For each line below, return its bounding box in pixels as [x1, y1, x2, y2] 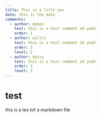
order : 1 [14, 31, 33, 36]
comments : [5, 17, 26, 22]
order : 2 [14, 45, 33, 50]
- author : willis [10, 36, 46, 41]
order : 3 [14, 64, 33, 69]
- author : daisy [10, 54, 44, 60]
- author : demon [10, 21, 44, 27]
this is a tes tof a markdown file [5, 106, 71, 112]
